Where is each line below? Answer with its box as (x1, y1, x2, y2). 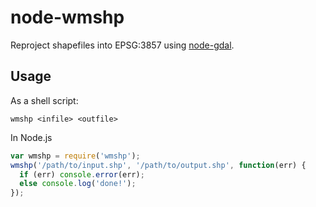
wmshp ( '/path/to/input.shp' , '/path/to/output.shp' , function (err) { (10, 160, 307, 170)
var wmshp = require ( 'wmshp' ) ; (10, 151, 141, 161)
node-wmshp (10, 6, 125, 29)
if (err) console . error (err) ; (19, 169, 145, 180)
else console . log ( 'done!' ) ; (19, 179, 137, 189)
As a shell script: (10, 94, 79, 106)
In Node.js (10, 131, 53, 143)
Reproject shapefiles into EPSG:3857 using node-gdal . (10, 39, 235, 51)
